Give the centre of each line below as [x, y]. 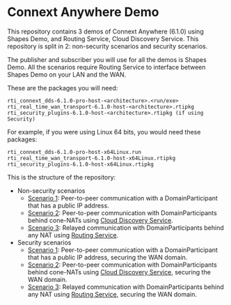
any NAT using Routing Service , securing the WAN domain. [112, 294]
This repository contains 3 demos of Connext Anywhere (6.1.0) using [105, 31]
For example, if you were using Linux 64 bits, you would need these [104, 132]
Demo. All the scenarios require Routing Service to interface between [107, 67]
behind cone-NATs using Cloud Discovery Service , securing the [119, 272]
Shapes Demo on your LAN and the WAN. [67, 75]
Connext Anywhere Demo [83, 12]
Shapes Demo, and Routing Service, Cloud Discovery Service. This [103, 38]
